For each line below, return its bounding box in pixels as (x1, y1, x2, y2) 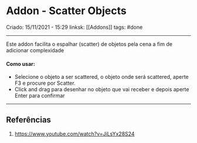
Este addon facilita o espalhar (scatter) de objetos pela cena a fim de (6, 40, 173, 48)
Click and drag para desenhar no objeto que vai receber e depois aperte (14, 86, 189, 93)
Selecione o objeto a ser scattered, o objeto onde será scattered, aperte (14, 74, 189, 81)
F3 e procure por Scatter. (14, 79, 76, 87)
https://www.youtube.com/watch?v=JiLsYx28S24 (14, 130, 135, 137)
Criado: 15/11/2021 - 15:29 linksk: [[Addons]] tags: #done (6, 24, 143, 31)
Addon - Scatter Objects (6, 4, 127, 18)
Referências (6, 115, 52, 125)
